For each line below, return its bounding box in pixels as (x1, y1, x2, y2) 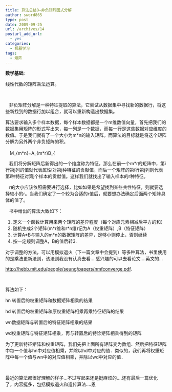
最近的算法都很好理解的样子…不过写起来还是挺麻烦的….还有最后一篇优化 (5, 375, 158, 381)
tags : (5, 50, 17, 56)
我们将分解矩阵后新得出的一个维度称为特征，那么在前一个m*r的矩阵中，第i (9, 161, 166, 167)
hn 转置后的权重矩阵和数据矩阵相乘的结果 (5, 297, 93, 304)
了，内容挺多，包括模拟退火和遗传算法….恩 (5, 381, 96, 387)
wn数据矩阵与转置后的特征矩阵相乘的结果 (5, 319, 93, 326)
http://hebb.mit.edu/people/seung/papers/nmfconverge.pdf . (5, 266, 132, 272)
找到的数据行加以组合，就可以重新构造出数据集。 (14, 109, 118, 115)
